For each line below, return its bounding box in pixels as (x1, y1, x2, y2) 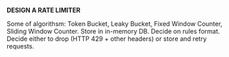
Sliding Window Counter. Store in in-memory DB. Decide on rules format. (6, 27, 220, 35)
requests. (6, 42, 35, 50)
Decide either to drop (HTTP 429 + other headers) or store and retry (6, 34, 207, 43)
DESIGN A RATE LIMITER (6, 6, 81, 14)
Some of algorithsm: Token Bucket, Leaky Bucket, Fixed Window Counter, (6, 20, 223, 27)
